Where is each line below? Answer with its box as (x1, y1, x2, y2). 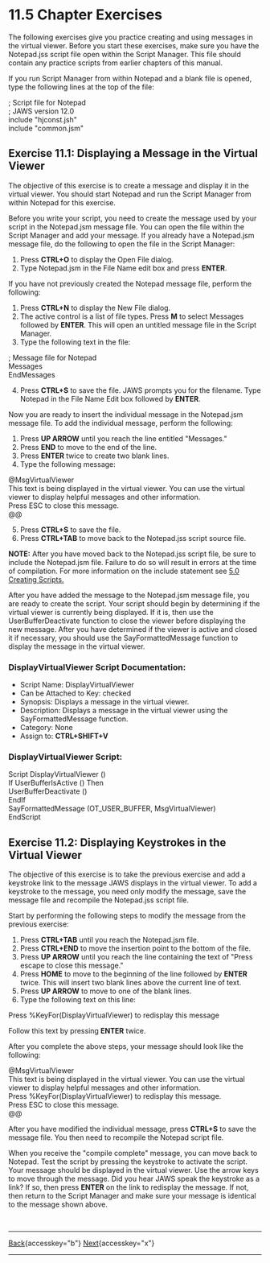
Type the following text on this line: (19, 995, 137, 1005)
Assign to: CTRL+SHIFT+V (19, 731, 108, 741)
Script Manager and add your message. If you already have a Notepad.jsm (8, 230, 255, 240)
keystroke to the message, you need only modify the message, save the (8, 887, 247, 897)
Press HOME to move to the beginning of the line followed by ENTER (19, 969, 247, 979)
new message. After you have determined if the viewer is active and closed (8, 624, 257, 634)
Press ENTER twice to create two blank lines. (19, 451, 170, 460)
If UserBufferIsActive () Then (8, 778, 104, 788)
